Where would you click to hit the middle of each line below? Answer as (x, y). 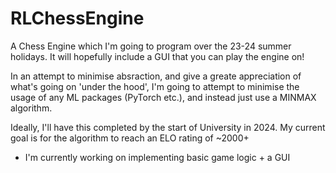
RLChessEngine (77, 18)
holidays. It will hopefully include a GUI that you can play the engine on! (157, 56)
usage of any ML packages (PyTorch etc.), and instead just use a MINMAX (163, 97)
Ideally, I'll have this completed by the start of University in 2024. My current (168, 127)
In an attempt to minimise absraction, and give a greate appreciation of (156, 76)
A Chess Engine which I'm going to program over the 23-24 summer (151, 46)
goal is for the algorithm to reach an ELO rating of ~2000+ (130, 138)
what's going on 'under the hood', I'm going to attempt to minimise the (155, 86)
